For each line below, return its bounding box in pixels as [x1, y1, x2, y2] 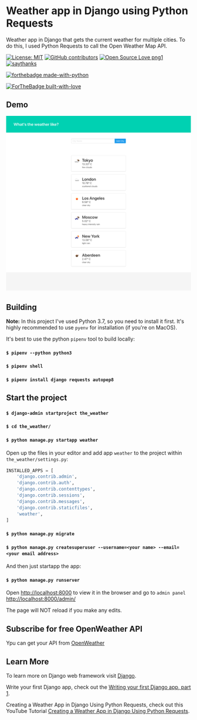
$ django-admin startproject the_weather [6, 410, 109, 416]
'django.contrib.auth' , [16, 480, 75, 486]
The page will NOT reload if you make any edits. [6, 607, 122, 614]
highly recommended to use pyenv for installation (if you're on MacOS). [6, 324, 178, 331]
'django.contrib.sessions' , [16, 492, 85, 498]
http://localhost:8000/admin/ [6, 595, 76, 602]
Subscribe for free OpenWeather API [6, 624, 142, 634]
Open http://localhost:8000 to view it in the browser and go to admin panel [6, 589, 186, 596]
